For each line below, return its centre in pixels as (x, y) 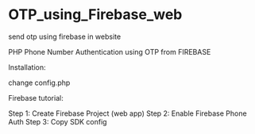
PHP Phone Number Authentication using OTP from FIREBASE (110, 52)
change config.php (39, 82)
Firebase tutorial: (36, 98)
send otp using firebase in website (65, 36)
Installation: (27, 67)
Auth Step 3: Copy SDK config (58, 121)
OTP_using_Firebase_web (95, 15)
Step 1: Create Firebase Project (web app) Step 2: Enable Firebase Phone (128, 113)
